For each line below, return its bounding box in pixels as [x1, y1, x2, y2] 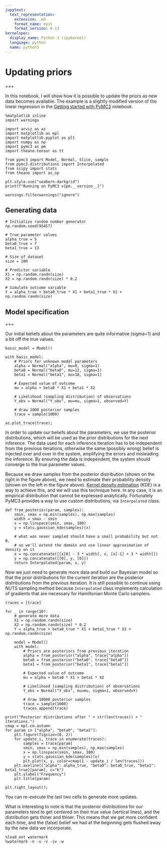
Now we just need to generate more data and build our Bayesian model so [5, 569, 158, 576]
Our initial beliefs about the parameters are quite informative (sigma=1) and [5, 331, 160, 337]
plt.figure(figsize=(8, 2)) [14, 732, 73, 737]
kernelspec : [5, 31, 30, 36]
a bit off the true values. [5, 336, 55, 342]
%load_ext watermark [5, 835, 49, 840]
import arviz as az [5, 126, 46, 131]
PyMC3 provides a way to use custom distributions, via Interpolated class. [5, 498, 160, 504]
